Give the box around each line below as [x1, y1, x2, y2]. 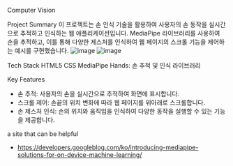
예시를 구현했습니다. [14, 47, 69, 54]
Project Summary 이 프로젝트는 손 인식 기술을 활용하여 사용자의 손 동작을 [7, 20, 208, 29]
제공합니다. [24, 116, 56, 124]
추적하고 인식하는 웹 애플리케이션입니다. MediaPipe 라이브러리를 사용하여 [20, 29, 220, 37]
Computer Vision [7, 6, 56, 14]
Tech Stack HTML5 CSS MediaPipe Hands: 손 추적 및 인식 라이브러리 [7, 61, 201, 69]
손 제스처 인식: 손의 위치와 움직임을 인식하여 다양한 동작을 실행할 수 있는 [17, 107, 213, 115]
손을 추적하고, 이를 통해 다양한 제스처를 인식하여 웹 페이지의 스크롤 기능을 [7, 38, 206, 46]
